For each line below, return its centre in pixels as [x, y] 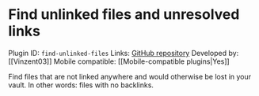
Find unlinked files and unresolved [124, 15]
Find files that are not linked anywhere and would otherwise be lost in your [130, 76]
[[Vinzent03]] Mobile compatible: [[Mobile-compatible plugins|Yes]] [119, 61]
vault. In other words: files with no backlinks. [81, 85]
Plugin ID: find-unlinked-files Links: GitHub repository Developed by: [124, 53]
